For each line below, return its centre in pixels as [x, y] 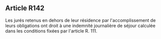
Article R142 [25, 8]
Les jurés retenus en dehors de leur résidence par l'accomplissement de [80, 20]
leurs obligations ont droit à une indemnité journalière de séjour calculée [80, 25]
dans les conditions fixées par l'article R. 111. [51, 31]
